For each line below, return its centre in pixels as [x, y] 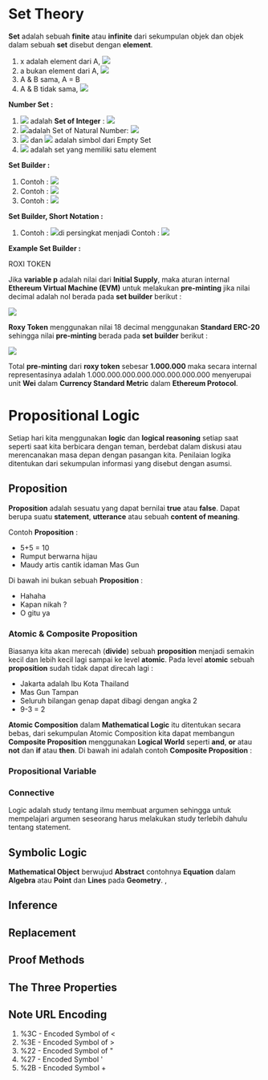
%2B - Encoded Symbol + [63, 1068]
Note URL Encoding [58, 1015]
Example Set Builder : [45, 248]
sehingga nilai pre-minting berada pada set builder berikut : [108, 335]
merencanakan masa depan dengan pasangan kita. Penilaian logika [120, 455]
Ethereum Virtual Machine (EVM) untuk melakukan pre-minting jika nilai [129, 288]
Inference [33, 905]
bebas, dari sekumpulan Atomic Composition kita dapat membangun [122, 733]
